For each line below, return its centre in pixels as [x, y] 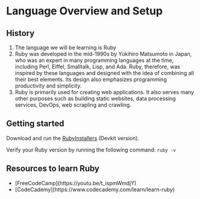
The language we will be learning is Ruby [66, 47]
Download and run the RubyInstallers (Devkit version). [73, 138]
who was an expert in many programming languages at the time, [94, 60]
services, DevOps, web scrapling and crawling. [73, 105]
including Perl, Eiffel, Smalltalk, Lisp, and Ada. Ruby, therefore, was [98, 67]
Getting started [35, 124]
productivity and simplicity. [48, 86]
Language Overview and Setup [84, 11]
